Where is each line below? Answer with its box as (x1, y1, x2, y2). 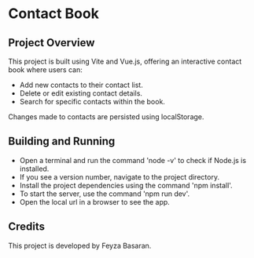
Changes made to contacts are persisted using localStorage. (8, 112, 204, 122)
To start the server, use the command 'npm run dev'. (19, 189, 190, 198)
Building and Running (8, 135, 116, 148)
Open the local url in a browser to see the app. (19, 197, 171, 206)
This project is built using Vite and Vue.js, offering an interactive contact (8, 56, 242, 66)
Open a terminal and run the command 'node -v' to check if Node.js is (19, 155, 246, 165)
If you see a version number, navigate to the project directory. (19, 172, 220, 181)
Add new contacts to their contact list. (19, 80, 143, 89)
